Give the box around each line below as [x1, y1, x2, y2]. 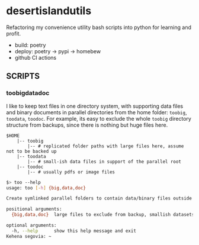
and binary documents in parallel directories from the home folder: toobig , [6, 108, 187, 116]
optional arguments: [6, 223, 57, 228]
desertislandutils [6, 4, 92, 18]
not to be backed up [6, 148, 57, 154]
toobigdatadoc [6, 89, 50, 97]
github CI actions [14, 54, 57, 61]
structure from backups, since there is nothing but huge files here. [6, 121, 168, 128]
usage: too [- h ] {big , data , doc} [6, 185, 86, 191]
